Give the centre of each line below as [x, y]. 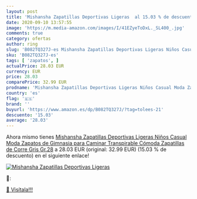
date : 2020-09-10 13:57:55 [39, 22]
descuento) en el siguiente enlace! [48, 156]
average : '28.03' [27, 121]
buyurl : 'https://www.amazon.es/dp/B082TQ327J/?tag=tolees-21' [85, 109]
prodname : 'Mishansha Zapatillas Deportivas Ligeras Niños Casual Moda [95, 88]
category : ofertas [28, 39]
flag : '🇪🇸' [21, 98]
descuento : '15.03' [30, 115]
